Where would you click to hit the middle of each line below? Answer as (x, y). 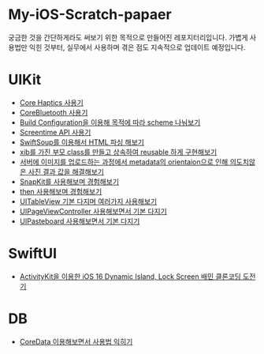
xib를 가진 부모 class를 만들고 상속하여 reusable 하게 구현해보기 (118, 152)
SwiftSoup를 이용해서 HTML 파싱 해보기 (82, 142)
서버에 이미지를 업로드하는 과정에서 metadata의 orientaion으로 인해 (124, 162)
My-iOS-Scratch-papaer (90, 15)
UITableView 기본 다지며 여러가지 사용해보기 (88, 201)
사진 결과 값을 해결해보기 (66, 171)
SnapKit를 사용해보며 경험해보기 (69, 181)
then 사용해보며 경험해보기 (61, 191)
